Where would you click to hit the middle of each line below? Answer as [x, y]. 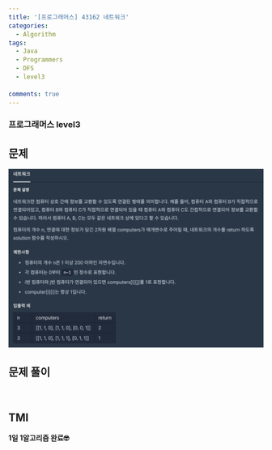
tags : [17, 43]
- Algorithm [36, 34]
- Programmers [39, 60]
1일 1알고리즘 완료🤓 [39, 438]
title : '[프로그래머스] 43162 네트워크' [69, 17]
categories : [28, 25]
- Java [27, 51]
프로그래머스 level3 [45, 125]
